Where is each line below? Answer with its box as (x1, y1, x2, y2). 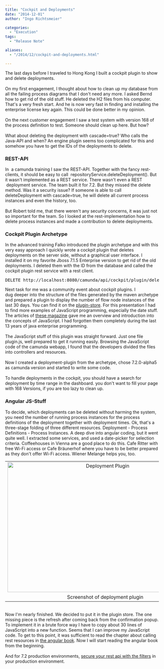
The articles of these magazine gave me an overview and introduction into (5, 312, 155, 319)
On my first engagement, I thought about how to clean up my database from (5, 85, 158, 91)
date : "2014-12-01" (5, 12, 45, 17)
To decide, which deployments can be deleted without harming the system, (5, 409, 157, 415)
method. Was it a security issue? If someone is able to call (5, 187, 122, 193)
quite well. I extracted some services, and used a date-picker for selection (5, 435, 155, 441)
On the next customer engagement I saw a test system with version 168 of (5, 117, 155, 123)
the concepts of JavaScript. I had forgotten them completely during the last (5, 318, 157, 324)
